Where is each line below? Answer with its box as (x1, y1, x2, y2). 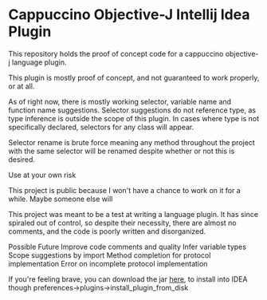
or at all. (8, 81, 35, 91)
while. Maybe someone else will (8, 194, 113, 203)
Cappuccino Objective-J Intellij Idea (8, 6, 250, 24)
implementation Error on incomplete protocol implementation (8, 259, 208, 268)
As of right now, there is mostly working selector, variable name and (8, 97, 232, 106)
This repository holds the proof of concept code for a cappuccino (8, 49, 224, 58)
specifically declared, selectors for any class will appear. (8, 122, 194, 132)
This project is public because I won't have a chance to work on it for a (8, 185, 241, 195)
